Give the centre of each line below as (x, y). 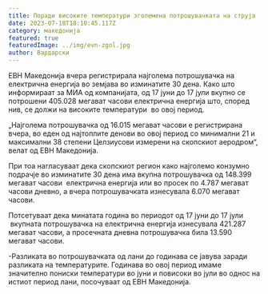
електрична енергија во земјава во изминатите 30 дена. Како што (122, 84)
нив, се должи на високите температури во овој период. (107, 109)
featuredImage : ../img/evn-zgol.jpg (69, 46)
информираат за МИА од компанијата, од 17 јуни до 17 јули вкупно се (127, 92)
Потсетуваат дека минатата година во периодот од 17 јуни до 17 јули (126, 215)
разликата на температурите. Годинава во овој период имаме (115, 265)
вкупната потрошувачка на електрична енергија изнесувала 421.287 (128, 224)
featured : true (34, 38)
